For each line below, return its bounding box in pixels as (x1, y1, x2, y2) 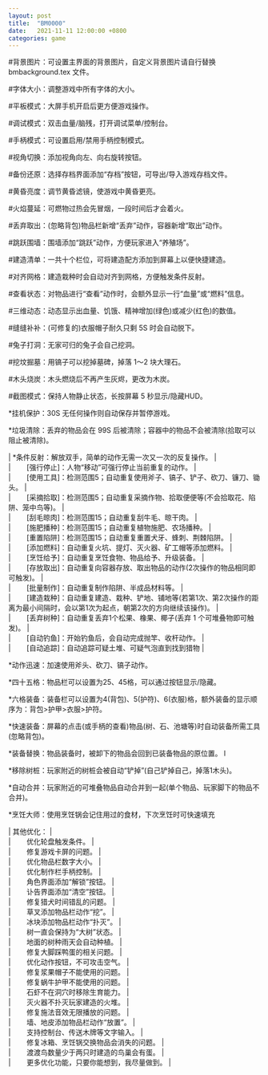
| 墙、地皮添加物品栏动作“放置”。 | (8, 1017, 136, 1028)
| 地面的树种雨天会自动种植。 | (8, 937, 122, 947)
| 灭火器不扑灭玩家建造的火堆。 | (8, 997, 130, 1008)
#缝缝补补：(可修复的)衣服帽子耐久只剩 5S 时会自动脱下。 (8, 323, 199, 333)
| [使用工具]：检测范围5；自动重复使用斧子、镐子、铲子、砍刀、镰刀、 (8, 473, 254, 483)
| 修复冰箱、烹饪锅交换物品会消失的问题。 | (8, 1037, 165, 1048)
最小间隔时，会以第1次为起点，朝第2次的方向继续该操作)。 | (22, 603, 218, 613)
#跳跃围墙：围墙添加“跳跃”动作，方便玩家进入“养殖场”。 (8, 238, 194, 247)
